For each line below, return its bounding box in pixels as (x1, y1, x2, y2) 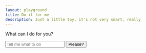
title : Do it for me (5, 12, 50, 17)
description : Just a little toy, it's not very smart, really (5, 17, 141, 22)
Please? (68, 42, 85, 47)
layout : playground (5, 7, 47, 13)
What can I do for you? (5, 31, 54, 37)
